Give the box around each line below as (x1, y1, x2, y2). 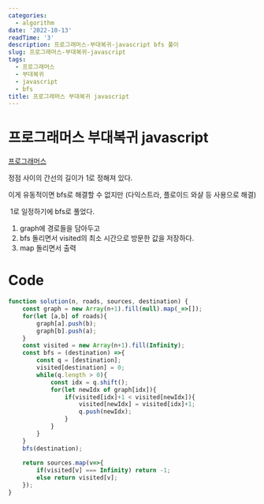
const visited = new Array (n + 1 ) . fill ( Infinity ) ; (22, 341, 185, 350)
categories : (8, 11, 47, 20)
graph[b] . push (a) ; (36, 327, 97, 335)
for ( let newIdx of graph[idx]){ (50, 386, 157, 393)
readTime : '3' (8, 33, 55, 42)
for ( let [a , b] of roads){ (22, 312, 108, 320)
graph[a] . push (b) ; (36, 319, 97, 328)
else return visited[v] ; (36, 474, 118, 482)
